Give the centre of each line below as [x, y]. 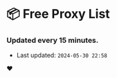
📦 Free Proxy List [58, 14]
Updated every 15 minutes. [53, 41]
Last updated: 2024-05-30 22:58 [62, 55]
